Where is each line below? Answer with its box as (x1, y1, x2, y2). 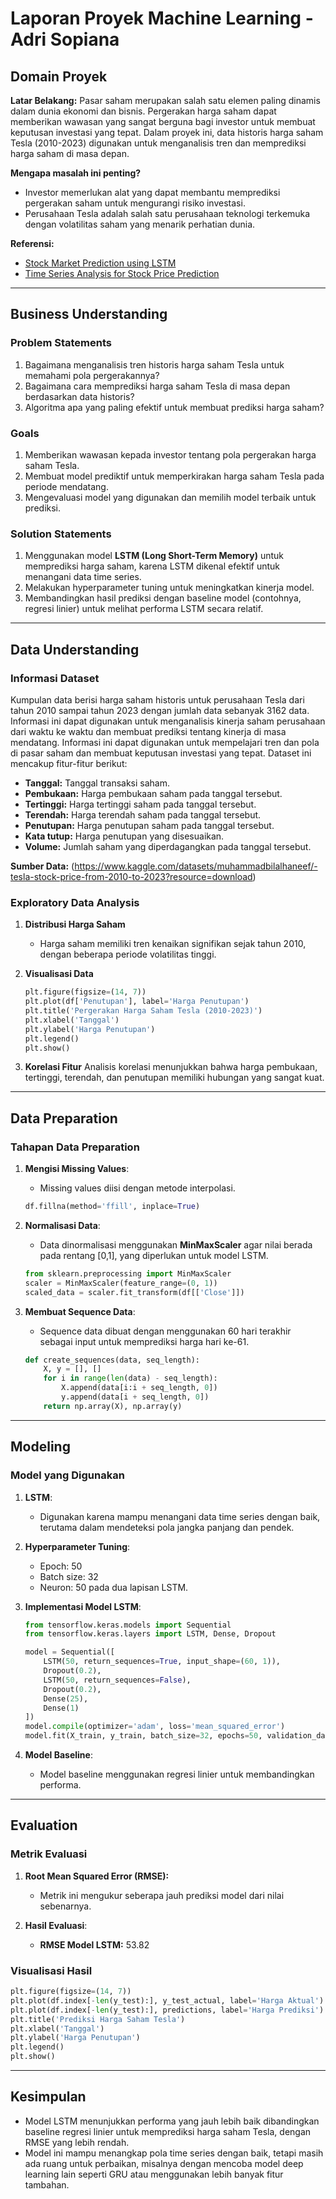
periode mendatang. (24, 480, 109, 492)
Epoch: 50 (39, 1560, 83, 1572)
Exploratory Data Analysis (10, 895, 140, 909)
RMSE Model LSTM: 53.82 (39, 1938, 150, 1951)
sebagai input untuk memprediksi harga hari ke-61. (39, 1335, 250, 1347)
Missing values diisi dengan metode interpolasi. (39, 1182, 236, 1194)
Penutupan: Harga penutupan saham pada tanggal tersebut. (24, 819, 275, 831)
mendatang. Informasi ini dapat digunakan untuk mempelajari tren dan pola (10, 736, 320, 748)
